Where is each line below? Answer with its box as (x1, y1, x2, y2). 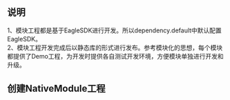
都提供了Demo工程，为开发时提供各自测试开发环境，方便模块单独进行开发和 (7, 52, 224, 60)
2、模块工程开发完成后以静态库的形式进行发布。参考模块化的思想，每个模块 (7, 43, 223, 52)
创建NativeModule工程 (7, 83, 106, 94)
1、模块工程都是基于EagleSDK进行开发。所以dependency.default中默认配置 (7, 26, 222, 34)
